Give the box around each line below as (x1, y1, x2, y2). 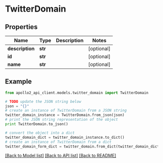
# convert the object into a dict (5, 130, 75, 135)
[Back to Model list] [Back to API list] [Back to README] (5, 153, 116, 159)
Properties (5, 23, 38, 31)
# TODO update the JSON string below (5, 99, 81, 104)
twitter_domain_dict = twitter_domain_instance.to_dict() (5, 135, 125, 140)
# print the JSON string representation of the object (5, 117, 118, 122)
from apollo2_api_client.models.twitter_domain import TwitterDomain (5, 90, 149, 95)
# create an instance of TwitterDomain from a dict (5, 139, 112, 144)
